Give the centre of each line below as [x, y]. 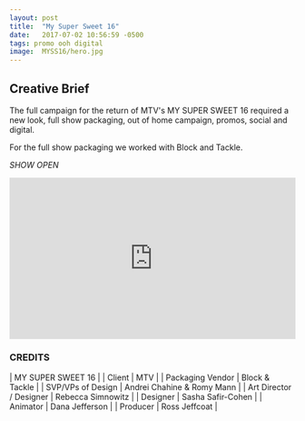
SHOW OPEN [34, 165]
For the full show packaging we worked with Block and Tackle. [126, 147]
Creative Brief [49, 89]
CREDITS [30, 357]
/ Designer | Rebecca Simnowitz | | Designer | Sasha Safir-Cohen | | [136, 396]
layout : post [34, 18]
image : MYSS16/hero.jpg [56, 52]
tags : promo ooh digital [56, 43]
